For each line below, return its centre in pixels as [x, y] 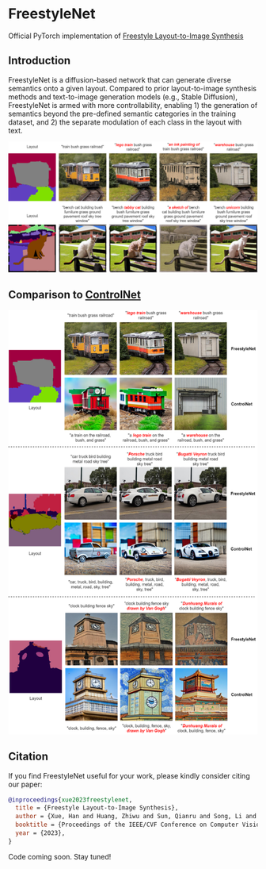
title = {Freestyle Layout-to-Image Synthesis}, [97, 808]
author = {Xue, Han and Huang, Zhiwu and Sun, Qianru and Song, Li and [136, 817]
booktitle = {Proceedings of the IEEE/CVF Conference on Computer [127, 825]
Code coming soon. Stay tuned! [60, 856]
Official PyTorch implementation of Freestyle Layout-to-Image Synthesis [126, 36]
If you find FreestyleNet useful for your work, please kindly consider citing [129, 775]
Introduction [40, 61]
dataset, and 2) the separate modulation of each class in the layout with [125, 122]
